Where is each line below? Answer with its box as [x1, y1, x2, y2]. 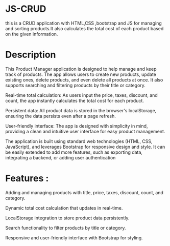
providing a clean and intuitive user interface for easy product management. [5, 128, 165, 134]
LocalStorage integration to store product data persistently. [5, 215, 130, 221]
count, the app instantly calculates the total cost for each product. [5, 97, 144, 104]
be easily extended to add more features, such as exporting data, [5, 149, 143, 155]
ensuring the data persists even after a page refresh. [5, 113, 116, 119]
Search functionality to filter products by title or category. [5, 224, 126, 231]
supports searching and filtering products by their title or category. [5, 82, 145, 88]
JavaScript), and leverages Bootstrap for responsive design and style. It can [5, 143, 165, 150]
